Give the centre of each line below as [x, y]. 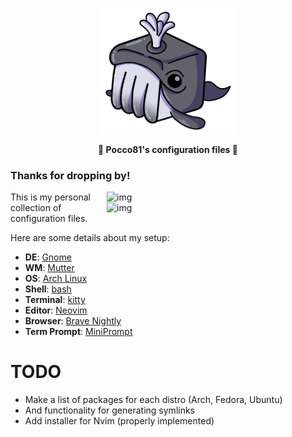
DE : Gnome [48, 257]
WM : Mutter [49, 267]
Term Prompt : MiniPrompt [78, 331]
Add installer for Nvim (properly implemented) [119, 420]
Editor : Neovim [56, 310]
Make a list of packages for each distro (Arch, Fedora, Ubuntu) [153, 399]
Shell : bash [48, 289]
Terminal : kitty [55, 299]
